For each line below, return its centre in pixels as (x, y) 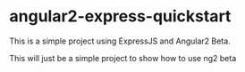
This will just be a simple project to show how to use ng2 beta (123, 58)
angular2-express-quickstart (120, 16)
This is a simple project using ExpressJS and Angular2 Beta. (120, 41)
